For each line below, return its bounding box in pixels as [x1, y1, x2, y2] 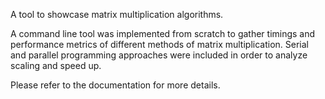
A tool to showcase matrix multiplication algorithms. [10, 9, 224, 20]
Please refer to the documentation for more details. [10, 79, 221, 91]
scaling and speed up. [10, 60, 102, 71]
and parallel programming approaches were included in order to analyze [10, 49, 308, 61]
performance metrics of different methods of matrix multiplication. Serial [10, 39, 309, 50]
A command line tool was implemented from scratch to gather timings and [10, 28, 316, 39]
